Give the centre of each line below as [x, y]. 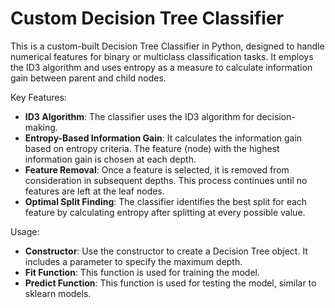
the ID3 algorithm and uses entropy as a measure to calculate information [161, 67]
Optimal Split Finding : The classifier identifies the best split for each [166, 201]
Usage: [25, 231]
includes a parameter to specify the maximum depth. [133, 261]
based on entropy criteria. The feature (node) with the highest [152, 148]
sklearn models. [58, 293]
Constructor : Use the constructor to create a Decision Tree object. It [166, 251]
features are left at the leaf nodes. [94, 191]
